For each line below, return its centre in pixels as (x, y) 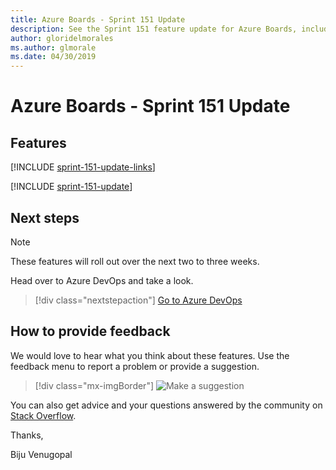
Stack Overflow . (43, 415)
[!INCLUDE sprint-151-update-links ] (83, 167)
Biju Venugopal (41, 454)
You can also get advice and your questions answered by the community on (166, 405)
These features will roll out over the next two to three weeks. (135, 261)
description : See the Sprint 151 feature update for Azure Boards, (154, 29)
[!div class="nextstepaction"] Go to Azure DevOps (138, 300)
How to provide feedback (90, 331)
